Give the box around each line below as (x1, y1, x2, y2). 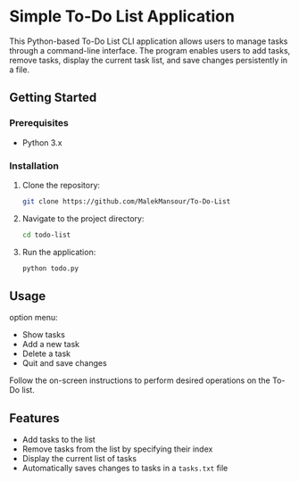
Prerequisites (9, 117, 69, 129)
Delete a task (21, 348, 71, 359)
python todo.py (21, 263, 79, 273)
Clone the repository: (21, 179, 101, 190)
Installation (9, 159, 60, 171)
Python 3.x (21, 137, 62, 148)
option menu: (9, 312, 58, 323)
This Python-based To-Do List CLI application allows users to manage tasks (9, 36, 288, 46)
